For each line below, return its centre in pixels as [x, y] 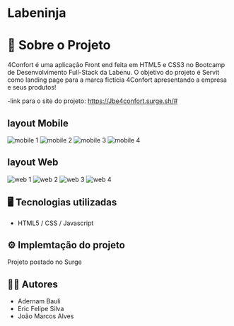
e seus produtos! [32, 87]
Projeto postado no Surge [45, 262]
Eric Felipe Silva [41, 309]
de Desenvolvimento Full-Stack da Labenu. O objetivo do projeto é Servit [113, 73]
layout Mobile [38, 123]
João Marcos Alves [46, 316]
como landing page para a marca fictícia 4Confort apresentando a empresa [117, 80]
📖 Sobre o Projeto [59, 46]
